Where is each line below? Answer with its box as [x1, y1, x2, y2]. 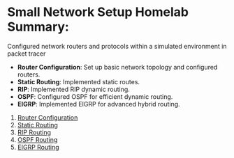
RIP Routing [17, 128, 51, 136]
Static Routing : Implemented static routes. [17, 77, 140, 86]
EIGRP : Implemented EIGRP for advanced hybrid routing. [17, 100, 180, 108]
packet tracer [7, 49, 46, 58]
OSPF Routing [17, 135, 58, 143]
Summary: [7, 19, 70, 35]
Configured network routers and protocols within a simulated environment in [7, 42, 227, 50]
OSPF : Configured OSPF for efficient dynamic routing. [17, 92, 173, 101]
